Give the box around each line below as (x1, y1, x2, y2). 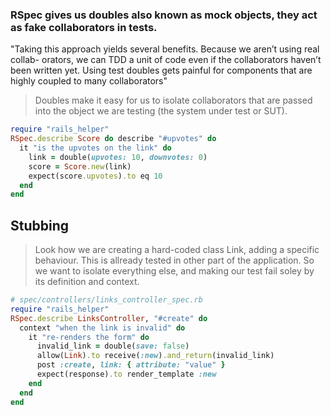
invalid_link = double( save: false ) (36, 341, 190, 352)
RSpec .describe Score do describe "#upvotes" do (10, 134, 217, 144)
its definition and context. (34, 276, 140, 288)
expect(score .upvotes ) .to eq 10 (28, 171, 163, 181)
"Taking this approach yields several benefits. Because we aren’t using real (10, 43, 320, 55)
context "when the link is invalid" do (19, 323, 186, 333)
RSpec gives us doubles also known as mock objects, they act (10, 8, 318, 22)
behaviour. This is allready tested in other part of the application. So (34, 254, 315, 267)
